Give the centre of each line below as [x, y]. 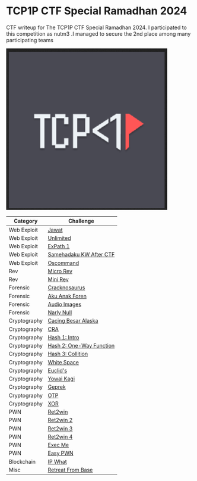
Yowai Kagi [61, 379]
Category [26, 221]
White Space [63, 362]
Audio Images [65, 304]
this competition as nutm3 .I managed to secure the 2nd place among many [99, 33]
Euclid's [57, 370]
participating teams [30, 40]
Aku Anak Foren [67, 296]
